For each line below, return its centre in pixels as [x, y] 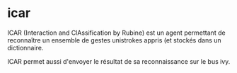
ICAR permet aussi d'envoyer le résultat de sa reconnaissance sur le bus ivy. [119, 61]
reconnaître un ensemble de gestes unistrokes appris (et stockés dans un [114, 40]
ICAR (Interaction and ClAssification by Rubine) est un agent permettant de [116, 33]
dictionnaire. [25, 47]
